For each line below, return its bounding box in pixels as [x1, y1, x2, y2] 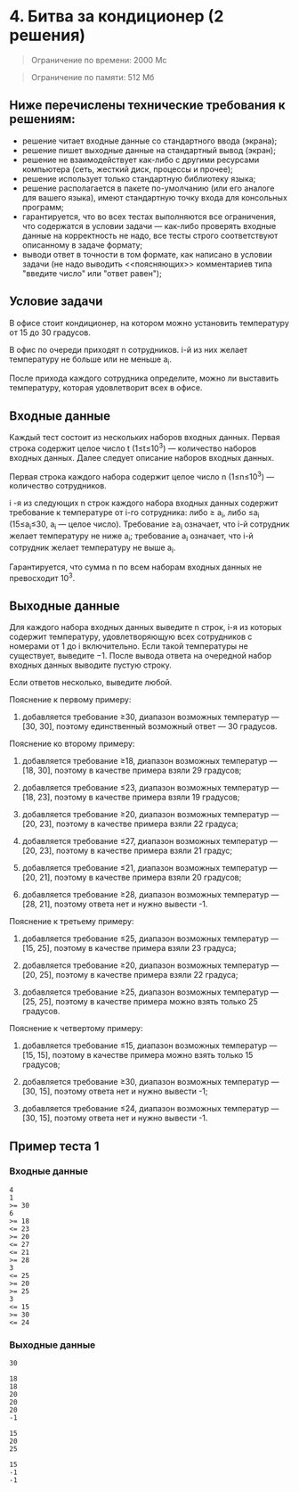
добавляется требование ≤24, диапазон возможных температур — [21, 1103, 279, 1114]
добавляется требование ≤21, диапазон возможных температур [21, 863, 268, 873]
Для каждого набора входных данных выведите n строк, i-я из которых [9, 622, 283, 633]
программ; [21, 201, 64, 212]
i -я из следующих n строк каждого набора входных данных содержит [9, 497, 279, 509]
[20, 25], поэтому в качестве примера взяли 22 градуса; [21, 970, 238, 980]
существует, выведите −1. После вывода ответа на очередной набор [9, 651, 272, 661]
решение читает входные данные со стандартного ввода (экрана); [21, 135, 278, 146]
